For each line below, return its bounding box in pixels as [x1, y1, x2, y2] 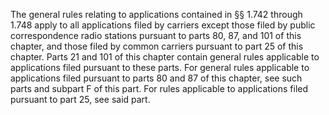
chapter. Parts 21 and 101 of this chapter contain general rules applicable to [10, 51, 320, 63]
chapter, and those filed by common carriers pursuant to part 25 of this [10, 40, 304, 52]
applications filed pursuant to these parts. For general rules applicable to [10, 62, 310, 73]
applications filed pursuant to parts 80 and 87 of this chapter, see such [10, 72, 303, 84]
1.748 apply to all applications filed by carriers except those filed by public [10, 19, 316, 31]
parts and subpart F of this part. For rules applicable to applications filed [10, 83, 308, 94]
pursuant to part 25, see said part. [10, 94, 151, 105]
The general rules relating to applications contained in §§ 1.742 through [10, 9, 303, 20]
